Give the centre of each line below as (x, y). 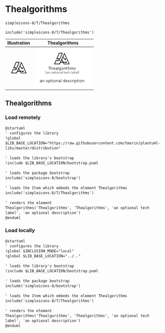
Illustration (19, 43)
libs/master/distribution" (33, 148)
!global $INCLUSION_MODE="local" (40, 251)
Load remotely (23, 117)
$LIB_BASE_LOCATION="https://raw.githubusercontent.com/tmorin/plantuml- (83, 143)
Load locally (20, 230)
